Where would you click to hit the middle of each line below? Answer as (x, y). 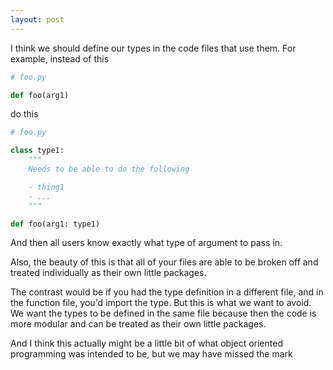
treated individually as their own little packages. (108, 273)
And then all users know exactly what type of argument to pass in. (146, 243)
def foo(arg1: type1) (55, 224)
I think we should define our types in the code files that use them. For (153, 48)
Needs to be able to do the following (109, 169)
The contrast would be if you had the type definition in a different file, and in (167, 292)
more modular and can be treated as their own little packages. (138, 324)
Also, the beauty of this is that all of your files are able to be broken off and (164, 262)
